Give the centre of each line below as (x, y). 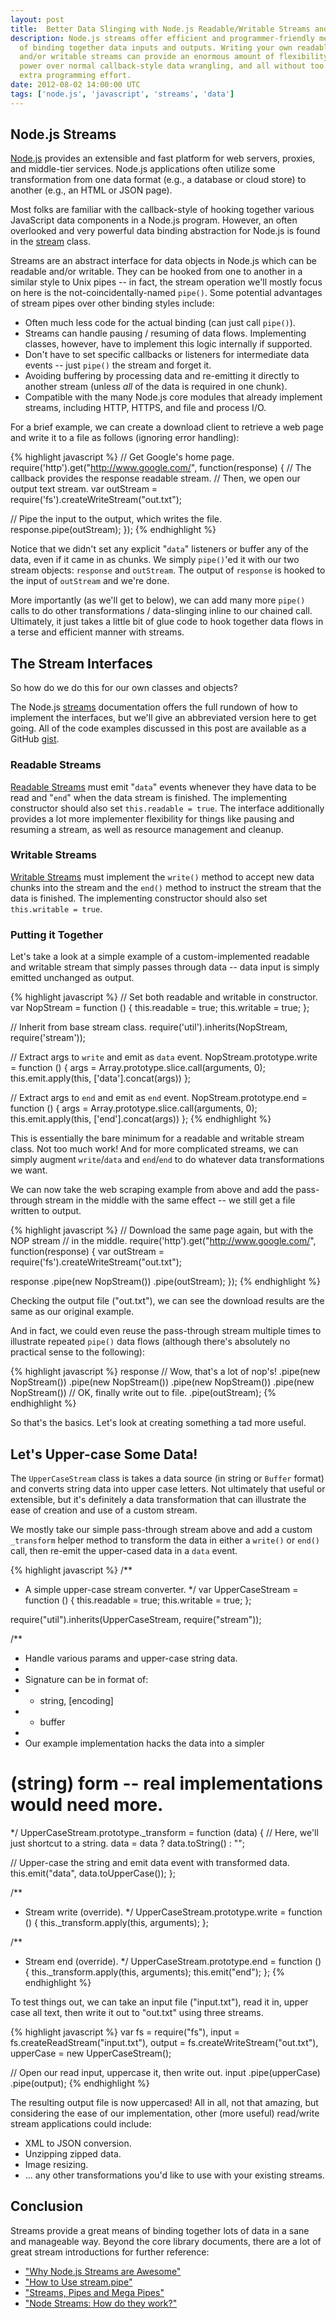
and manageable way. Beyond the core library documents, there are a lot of (166, 2241)
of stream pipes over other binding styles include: (112, 303)
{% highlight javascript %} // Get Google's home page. (122, 457)
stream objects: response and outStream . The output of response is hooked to (168, 570)
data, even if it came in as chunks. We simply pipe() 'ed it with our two (155, 560)
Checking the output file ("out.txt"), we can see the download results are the (167, 1301)
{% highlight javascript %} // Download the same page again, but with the (162, 1230)
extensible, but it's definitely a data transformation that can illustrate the (158, 1499)
